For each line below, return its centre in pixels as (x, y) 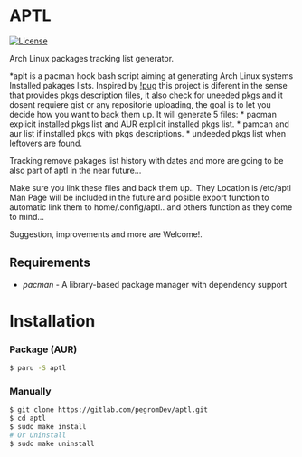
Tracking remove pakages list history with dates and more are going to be (146, 160)
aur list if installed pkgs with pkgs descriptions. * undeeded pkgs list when (148, 133)
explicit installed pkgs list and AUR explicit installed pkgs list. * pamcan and (149, 124)
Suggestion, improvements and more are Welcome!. (106, 234)
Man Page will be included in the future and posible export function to (139, 197)
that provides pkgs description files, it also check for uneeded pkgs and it (146, 95)
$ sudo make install (48, 427)
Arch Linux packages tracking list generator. (92, 58)
